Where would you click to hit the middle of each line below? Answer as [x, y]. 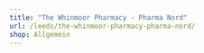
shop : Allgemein [40, 34]
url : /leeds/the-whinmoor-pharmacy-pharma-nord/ [102, 26]
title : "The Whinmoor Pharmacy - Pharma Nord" [98, 18]
